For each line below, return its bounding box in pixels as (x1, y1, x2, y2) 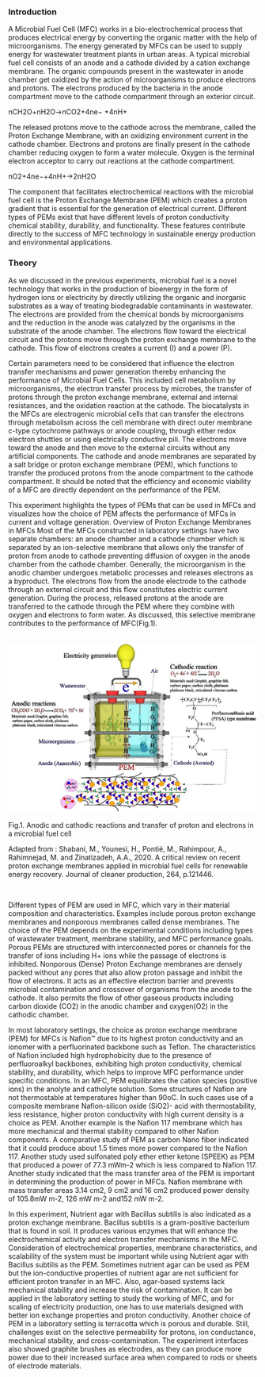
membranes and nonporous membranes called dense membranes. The (8, 917, 240, 927)
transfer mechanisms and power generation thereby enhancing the (8, 367, 226, 376)
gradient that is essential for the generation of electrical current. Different (8, 204, 248, 213)
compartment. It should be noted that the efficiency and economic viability (8, 476, 252, 486)
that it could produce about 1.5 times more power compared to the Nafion (8, 1144, 248, 1153)
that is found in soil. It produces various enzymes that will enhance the (8, 1226, 239, 1236)
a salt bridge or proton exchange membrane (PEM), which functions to (8, 460, 238, 469)
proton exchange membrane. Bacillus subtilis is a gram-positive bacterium (8, 1217, 251, 1228)
